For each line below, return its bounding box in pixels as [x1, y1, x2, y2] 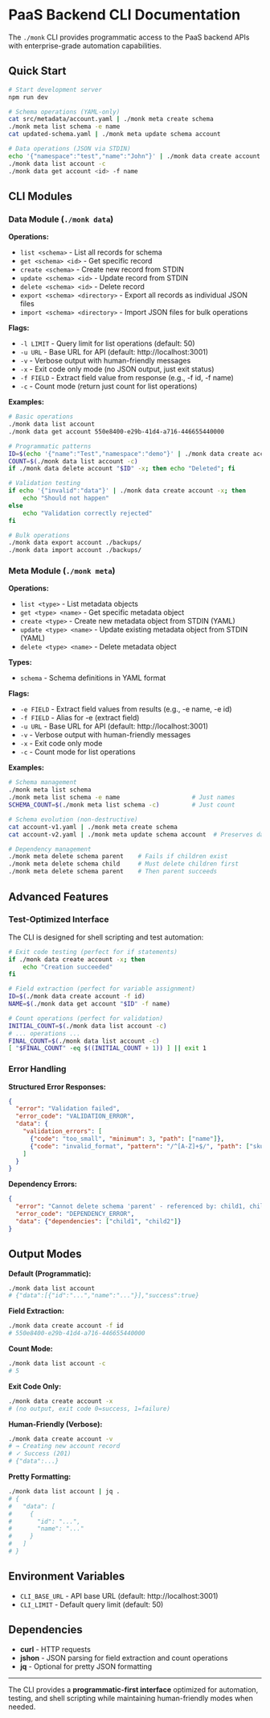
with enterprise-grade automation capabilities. [8, 40, 162, 50]
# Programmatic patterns [8, 442, 92, 450]
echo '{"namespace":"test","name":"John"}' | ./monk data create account [8, 151, 261, 160]
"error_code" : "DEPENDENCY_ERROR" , [15, 1210, 135, 1218]
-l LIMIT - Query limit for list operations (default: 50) [19, 338, 195, 348]
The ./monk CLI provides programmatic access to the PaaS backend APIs [8, 32, 250, 42]
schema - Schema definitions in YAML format [19, 673, 166, 683]
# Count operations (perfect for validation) [8, 1014, 163, 1023]
